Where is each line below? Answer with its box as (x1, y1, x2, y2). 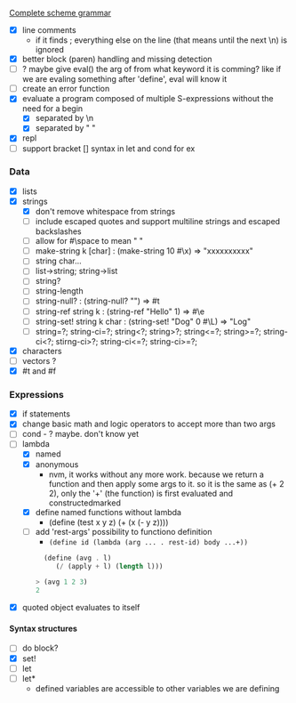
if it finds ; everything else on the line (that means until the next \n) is (35, 35, 287, 45)
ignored (35, 44, 65, 55)
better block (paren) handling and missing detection (21, 53, 212, 65)
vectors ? (21, 355, 57, 366)
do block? (21, 642, 59, 653)
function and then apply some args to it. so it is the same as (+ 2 (48, 478, 284, 489)
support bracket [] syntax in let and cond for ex (21, 142, 196, 154)
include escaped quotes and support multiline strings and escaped (35, 216, 281, 227)
